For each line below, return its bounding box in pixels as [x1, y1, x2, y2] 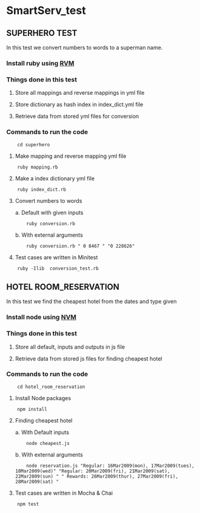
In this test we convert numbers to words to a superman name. [6, 44, 163, 51]
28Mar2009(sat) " [15, 478, 59, 484]
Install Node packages [15, 394, 72, 401]
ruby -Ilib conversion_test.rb [17, 265, 99, 271]
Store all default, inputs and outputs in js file [15, 343, 125, 350]
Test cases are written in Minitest [15, 253, 98, 261]
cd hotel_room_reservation [17, 384, 85, 390]
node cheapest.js [26, 440, 70, 446]
